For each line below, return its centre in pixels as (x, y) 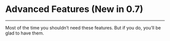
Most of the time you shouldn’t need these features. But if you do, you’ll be (83, 27)
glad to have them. (25, 33)
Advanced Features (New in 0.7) (74, 9)
